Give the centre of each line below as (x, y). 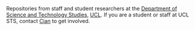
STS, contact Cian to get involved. (48, 21)
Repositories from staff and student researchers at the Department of (92, 9)
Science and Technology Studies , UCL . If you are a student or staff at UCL (98, 15)
